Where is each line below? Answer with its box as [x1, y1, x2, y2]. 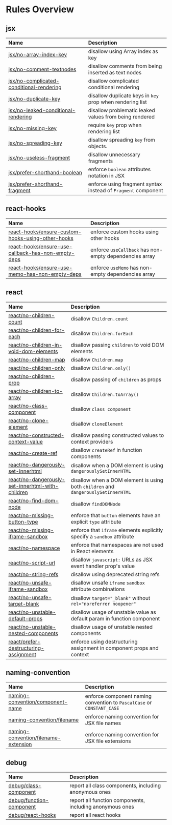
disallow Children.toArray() [70, 391, 139, 398]
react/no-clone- [8, 417, 49, 424]
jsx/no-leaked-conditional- [8, 107, 76, 114]
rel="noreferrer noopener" [70, 601, 137, 607]
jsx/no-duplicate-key [8, 95, 61, 102]
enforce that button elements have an [70, 512, 161, 519]
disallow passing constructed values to [70, 432, 164, 439]
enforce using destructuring [70, 638, 138, 645]
